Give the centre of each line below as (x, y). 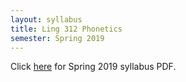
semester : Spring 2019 (57, 38)
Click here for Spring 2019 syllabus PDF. (93, 67)
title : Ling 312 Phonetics (66, 29)
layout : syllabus (46, 19)
